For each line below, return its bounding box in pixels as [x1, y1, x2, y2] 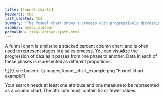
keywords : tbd [5, 12, 34, 16]
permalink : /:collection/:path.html [5, 30, 80, 34]
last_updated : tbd [5, 16, 42, 21]
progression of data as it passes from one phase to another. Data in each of [5, 53, 157, 59]
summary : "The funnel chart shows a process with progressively [5, 20, 139, 26]
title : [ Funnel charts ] [5, 7, 54, 12]
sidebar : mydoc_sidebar [5, 25, 54, 30]
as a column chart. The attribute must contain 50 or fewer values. [5, 88, 137, 93]
